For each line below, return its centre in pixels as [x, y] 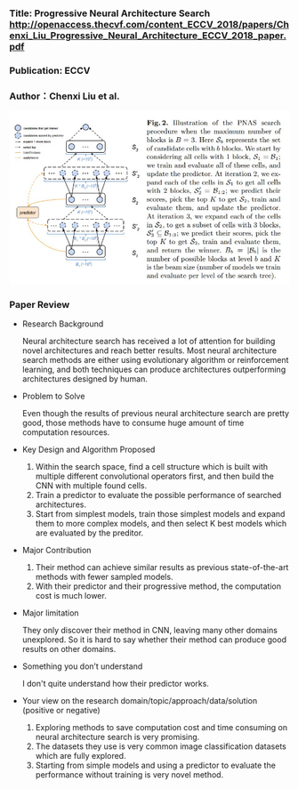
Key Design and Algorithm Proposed [89, 450]
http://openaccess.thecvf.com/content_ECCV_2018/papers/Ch [149, 24]
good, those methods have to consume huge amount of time [133, 423]
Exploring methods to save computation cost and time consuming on [161, 728]
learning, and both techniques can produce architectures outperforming [154, 370]
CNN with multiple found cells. [91, 486]
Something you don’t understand [82, 666]
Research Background [63, 324]
